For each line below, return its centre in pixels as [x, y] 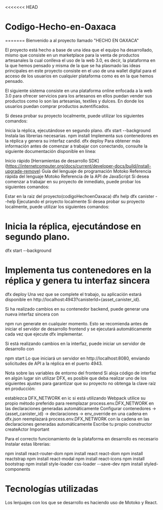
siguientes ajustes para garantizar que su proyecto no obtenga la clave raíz [81, 383]
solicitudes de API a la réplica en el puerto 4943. [54, 363]
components [18, 469]
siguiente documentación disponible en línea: [51, 151]
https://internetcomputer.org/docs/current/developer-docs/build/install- [79, 166]
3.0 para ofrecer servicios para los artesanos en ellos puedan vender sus [79, 96]
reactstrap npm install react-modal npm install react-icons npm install [75, 459]
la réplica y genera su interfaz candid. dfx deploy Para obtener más [73, 141]
